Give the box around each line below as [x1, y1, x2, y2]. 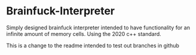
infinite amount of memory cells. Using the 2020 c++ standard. [6, 30, 161, 37]
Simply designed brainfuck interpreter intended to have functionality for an [6, 24, 190, 31]
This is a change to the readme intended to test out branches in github [6, 42, 179, 49]
